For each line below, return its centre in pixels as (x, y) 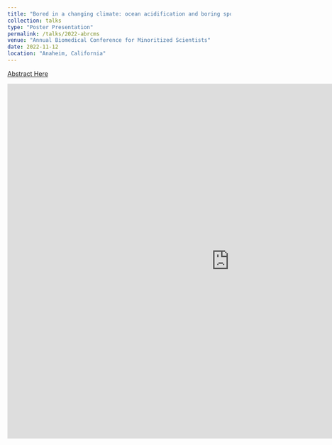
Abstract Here (28, 73)
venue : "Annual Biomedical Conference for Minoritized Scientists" (109, 40)
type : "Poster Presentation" (50, 27)
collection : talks (34, 21)
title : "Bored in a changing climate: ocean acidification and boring (114, 14)
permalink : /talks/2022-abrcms (54, 34)
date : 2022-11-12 (33, 47)
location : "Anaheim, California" (57, 54)
